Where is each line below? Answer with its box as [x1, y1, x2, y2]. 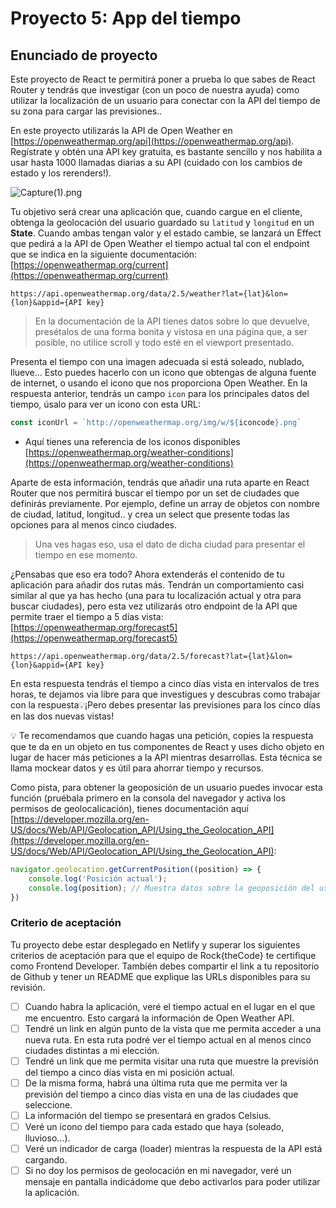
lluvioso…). [24, 1132, 71, 1144]
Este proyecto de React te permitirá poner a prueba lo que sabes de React [10, 73, 316, 85]
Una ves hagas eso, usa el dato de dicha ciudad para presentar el [34, 538, 306, 550]
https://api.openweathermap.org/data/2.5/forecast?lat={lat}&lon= [10, 651, 293, 661]
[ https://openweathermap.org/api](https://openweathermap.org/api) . [10, 135, 295, 147]
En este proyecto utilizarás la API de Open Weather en [10, 125, 233, 136]
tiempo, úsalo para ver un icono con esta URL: [10, 398, 202, 410]
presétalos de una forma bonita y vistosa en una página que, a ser [34, 326, 308, 337]
